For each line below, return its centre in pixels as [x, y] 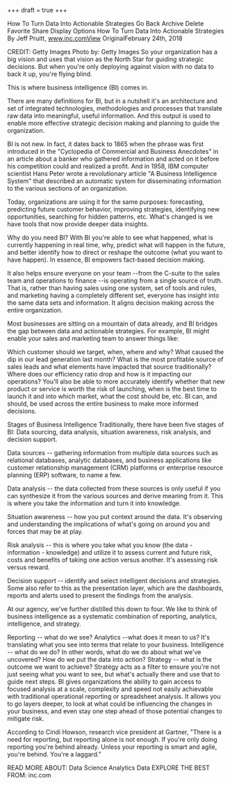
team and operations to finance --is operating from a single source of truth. [115, 280]
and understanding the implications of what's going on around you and [109, 524]
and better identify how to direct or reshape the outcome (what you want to [115, 252]
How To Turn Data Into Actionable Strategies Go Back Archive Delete [106, 23]
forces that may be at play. [45, 531]
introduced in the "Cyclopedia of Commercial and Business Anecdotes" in [113, 151]
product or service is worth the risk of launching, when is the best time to [112, 389]
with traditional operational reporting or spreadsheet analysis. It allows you [114, 696]
